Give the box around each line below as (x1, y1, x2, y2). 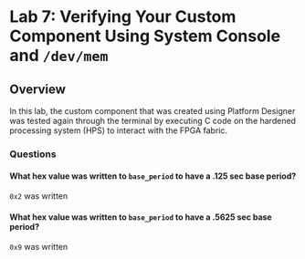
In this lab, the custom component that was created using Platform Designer (9, 106, 296, 116)
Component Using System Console (9, 26, 281, 47)
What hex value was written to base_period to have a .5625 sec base (9, 212, 272, 223)
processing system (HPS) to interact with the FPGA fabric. (9, 125, 228, 136)
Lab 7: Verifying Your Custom (9, 6, 237, 27)
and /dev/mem (9, 46, 109, 66)
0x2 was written (9, 191, 68, 202)
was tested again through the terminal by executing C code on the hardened (9, 116, 297, 126)
